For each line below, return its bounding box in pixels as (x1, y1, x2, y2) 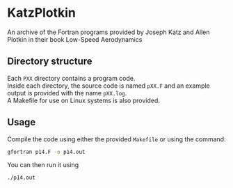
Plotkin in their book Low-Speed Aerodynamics (7, 35, 143, 43)
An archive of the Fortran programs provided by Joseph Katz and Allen (7, 28, 210, 36)
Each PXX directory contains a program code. (7, 74, 136, 82)
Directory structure (7, 56, 93, 68)
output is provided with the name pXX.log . (7, 88, 127, 97)
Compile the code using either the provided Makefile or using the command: (7, 134, 226, 143)
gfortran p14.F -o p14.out (7, 148, 86, 155)
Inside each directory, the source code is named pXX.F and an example (7, 81, 210, 90)
